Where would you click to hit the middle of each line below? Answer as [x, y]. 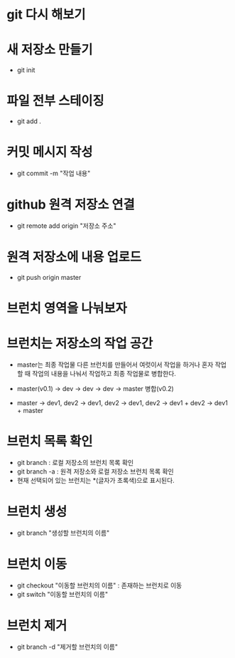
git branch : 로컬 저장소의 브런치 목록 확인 [75, 462]
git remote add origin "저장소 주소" [66, 226]
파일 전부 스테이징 [55, 101]
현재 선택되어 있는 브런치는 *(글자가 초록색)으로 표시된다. [95, 480]
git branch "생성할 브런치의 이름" [63, 533]
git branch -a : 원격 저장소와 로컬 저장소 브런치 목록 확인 [95, 471]
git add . [29, 121]
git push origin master [49, 277]
